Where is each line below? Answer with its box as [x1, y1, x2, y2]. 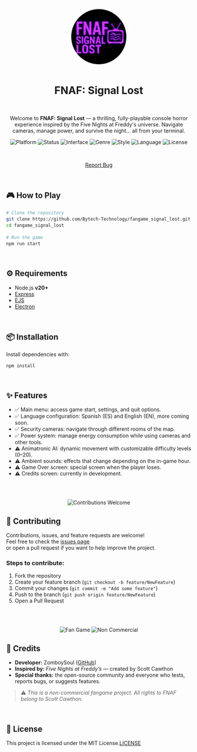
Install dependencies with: [6, 351, 70, 358]
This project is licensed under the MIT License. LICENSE [6, 740, 141, 747]
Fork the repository [14, 573, 62, 580]
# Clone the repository [6, 209, 65, 216]
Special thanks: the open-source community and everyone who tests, [14, 671, 185, 678]
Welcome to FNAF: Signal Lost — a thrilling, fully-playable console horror [9, 114, 188, 122]
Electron [14, 302, 35, 310]
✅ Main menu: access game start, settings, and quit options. [14, 406, 161, 413]
